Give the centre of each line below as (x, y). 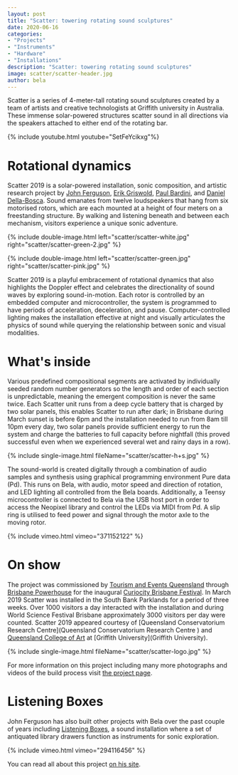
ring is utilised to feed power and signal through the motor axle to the (108, 515)
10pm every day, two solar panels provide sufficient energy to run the (109, 427)
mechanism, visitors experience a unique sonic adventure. (93, 223)
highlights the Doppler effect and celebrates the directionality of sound (111, 287)
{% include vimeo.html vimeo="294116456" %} (76, 750)
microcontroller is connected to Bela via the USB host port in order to (108, 500)
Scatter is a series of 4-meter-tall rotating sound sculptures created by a (113, 100)
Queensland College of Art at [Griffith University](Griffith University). (108, 638)
